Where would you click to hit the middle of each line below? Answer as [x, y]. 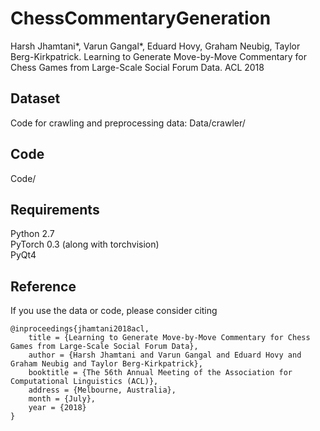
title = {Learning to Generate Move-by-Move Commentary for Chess [169, 338]
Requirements [55, 209]
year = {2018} [57, 408]
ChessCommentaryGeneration [141, 18]
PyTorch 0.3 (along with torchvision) [85, 244]
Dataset [35, 98]
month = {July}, [62, 399]
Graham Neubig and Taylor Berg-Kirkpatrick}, [106, 364]
